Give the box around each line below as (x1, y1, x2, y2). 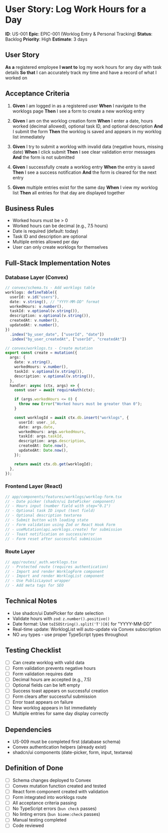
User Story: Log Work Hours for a (5, 4, 146, 15)
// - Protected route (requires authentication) (5, 564, 109, 569)
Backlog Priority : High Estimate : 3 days (5, 36, 88, 42)
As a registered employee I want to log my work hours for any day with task (5, 64, 162, 70)
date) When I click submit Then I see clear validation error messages (12, 149, 155, 155)
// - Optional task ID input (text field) (5, 508, 95, 513)
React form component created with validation (12, 789, 109, 795)
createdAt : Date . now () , (18, 443, 69, 448)
